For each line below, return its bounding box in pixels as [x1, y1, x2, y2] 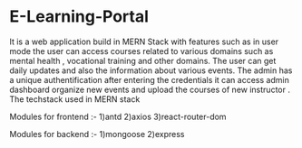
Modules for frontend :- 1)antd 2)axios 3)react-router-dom [9, 111, 227, 122]
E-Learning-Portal [9, 6, 150, 27]
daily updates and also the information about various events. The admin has [9, 65, 293, 76]
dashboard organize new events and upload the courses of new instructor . [9, 84, 290, 95]
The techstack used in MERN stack [9, 93, 141, 105]
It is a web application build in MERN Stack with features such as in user [9, 36, 279, 47]
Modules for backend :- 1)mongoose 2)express [9, 128, 185, 139]
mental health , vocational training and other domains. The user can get [9, 55, 277, 66]
